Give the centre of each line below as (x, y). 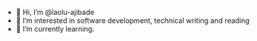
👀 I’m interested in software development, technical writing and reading (132, 20)
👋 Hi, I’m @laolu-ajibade (55, 12)
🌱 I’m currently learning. (55, 29)
